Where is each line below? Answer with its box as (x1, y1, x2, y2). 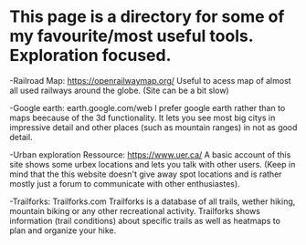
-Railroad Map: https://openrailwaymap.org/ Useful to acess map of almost (9, 75, 291, 86)
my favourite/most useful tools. (9, 26, 254, 46)
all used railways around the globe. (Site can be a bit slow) (9, 85, 230, 96)
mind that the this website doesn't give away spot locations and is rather (9, 168, 282, 179)
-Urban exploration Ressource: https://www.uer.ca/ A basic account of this (9, 148, 291, 160)
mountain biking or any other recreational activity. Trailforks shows (9, 205, 260, 216)
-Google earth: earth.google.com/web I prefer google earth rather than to (9, 102, 286, 113)
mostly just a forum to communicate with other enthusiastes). (9, 178, 240, 189)
